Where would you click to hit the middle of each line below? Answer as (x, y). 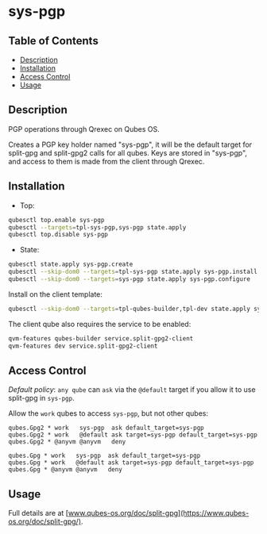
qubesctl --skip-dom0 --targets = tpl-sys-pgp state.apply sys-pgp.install (133, 272)
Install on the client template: (56, 294)
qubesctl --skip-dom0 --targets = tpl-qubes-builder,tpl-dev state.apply (129, 309)
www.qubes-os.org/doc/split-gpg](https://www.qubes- (159, 513)
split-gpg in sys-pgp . (41, 398)
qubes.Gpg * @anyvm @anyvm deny (66, 470)
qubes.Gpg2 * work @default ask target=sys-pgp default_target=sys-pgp (133, 435)
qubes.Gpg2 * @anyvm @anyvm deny (67, 442)
